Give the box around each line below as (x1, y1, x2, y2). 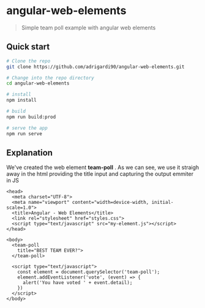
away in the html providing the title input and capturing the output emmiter (6, 170, 194, 178)
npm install (6, 97, 37, 103)
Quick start (6, 42, 50, 52)
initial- (151, 200, 174, 206)
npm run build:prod (6, 114, 56, 120)
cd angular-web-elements (6, 80, 70, 86)
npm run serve (6, 130, 43, 137)
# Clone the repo (6, 58, 51, 64)
